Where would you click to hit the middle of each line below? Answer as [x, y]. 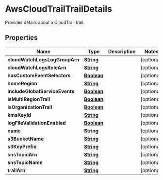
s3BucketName [26, 139]
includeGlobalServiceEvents [41, 91]
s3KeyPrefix [22, 146]
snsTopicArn [22, 154]
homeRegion [22, 83]
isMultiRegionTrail [29, 99]
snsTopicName [25, 162]
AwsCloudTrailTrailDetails [59, 9]
